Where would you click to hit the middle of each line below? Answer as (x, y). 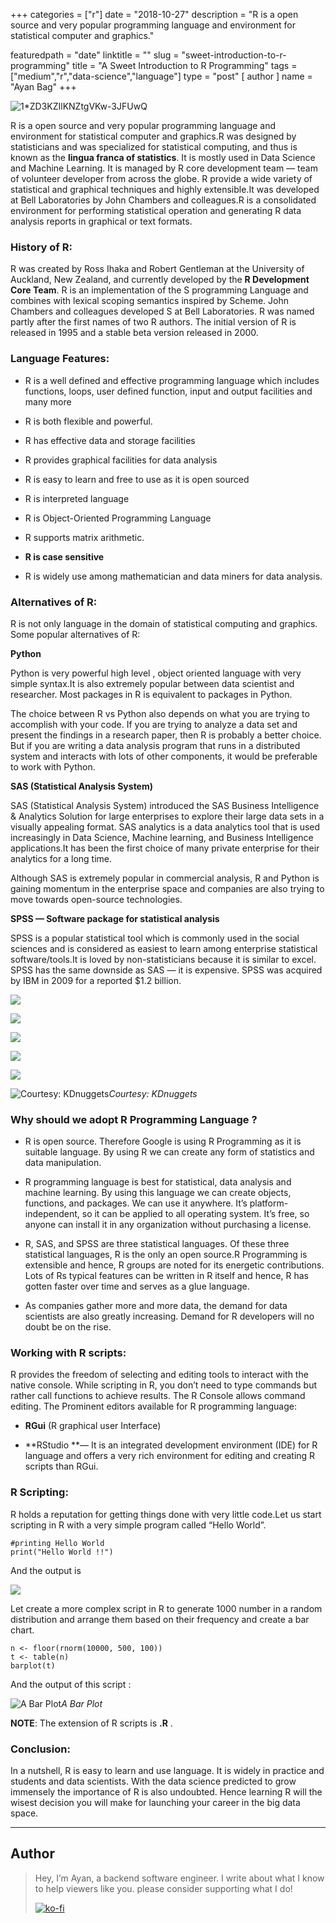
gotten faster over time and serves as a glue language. (137, 1286)
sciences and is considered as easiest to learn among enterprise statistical (164, 948)
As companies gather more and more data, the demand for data (156, 1306)
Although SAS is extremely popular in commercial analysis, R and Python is (165, 878)
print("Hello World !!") (62, 1552)
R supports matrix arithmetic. (84, 537)
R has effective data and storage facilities (110, 440)
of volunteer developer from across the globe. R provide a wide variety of (161, 178)
